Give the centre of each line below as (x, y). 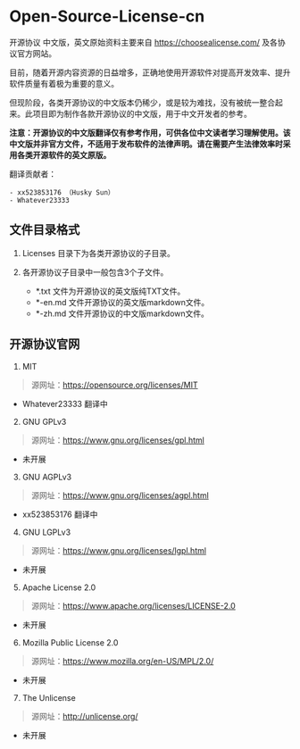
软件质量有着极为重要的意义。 (64, 83)
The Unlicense (49, 697)
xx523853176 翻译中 (60, 514)
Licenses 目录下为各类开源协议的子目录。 (99, 253)
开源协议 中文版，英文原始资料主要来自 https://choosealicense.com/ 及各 (144, 42)
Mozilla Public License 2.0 (70, 642)
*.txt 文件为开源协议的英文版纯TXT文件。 (110, 291)
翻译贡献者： (33, 174)
